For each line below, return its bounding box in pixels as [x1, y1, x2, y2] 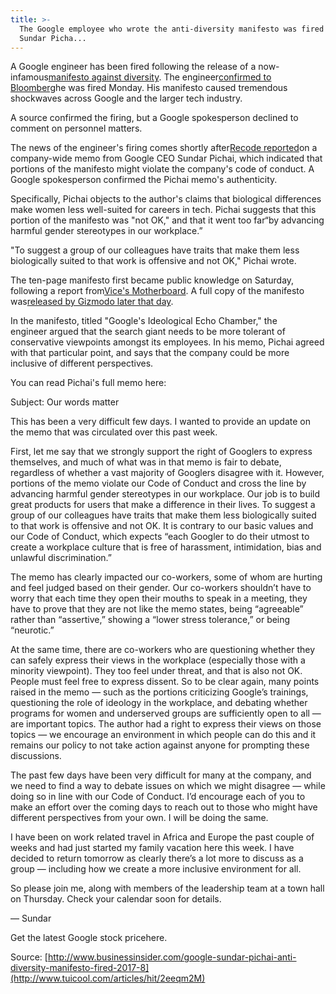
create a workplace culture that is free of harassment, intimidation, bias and [10, 541, 322, 553]
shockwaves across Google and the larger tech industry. [10, 92, 243, 105]
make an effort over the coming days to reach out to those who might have [10, 801, 318, 813]
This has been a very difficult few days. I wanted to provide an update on [10, 416, 311, 428]
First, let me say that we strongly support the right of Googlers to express [10, 446, 313, 458]
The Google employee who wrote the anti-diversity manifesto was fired [19, 24, 325, 34]
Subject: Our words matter [10, 396, 120, 408]
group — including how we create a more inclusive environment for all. [10, 863, 302, 875]
